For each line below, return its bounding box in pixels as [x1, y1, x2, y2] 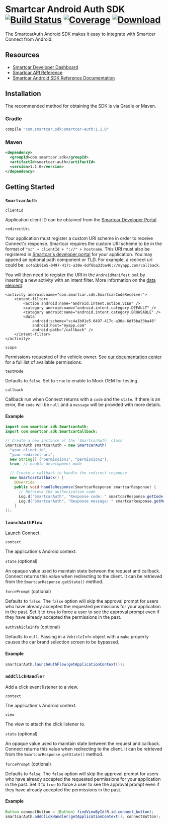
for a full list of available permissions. [5, 359, 82, 365]
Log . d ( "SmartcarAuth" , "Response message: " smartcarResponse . [18, 499, 154, 504]
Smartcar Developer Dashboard [12, 64, 78, 70]
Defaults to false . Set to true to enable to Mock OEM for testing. [5, 378, 139, 384]
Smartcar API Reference [12, 69, 63, 75]
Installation [5, 90, 41, 98]
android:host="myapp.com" [32, 323, 87, 328]
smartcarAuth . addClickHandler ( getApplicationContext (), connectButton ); [5, 814, 161, 819]
